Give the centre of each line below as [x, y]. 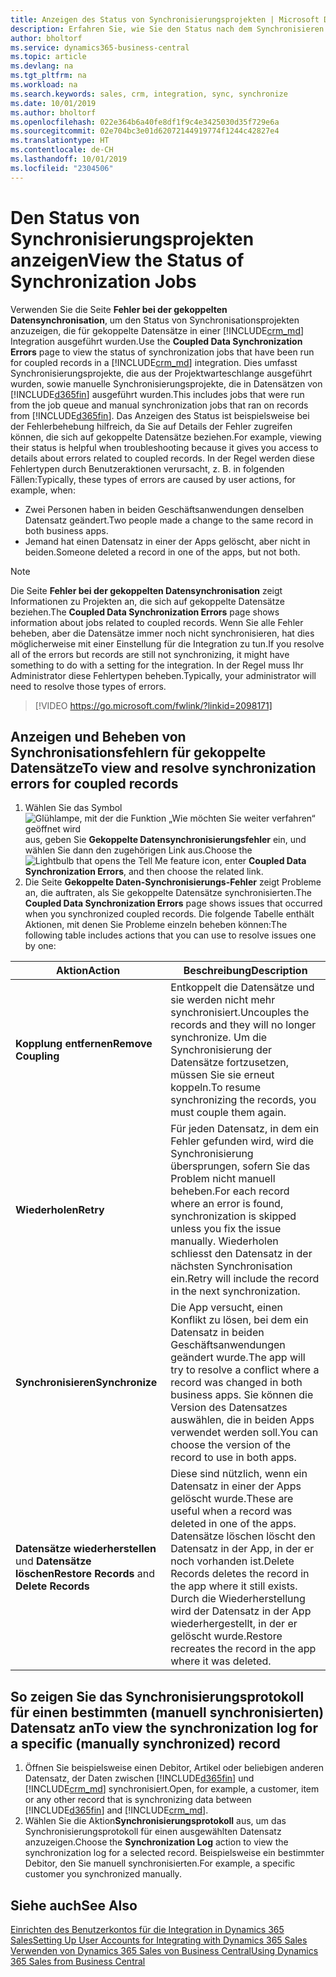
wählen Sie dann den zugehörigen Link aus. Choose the [138, 850]
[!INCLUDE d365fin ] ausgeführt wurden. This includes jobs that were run [157, 394]
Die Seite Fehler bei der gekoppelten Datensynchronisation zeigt [146, 590]
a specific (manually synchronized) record [145, 1743]
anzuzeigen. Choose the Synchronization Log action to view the [156, 1842]
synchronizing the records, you [243, 1100]
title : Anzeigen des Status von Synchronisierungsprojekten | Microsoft [165, 19]
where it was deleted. [221, 1661]
